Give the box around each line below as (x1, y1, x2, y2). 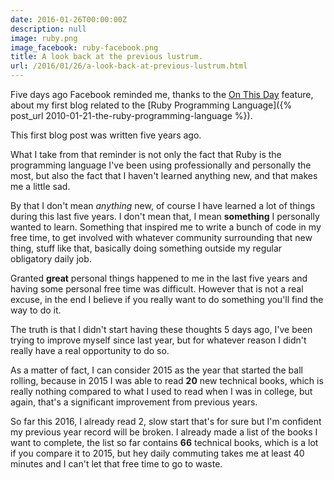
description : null (10, 24, 87, 34)
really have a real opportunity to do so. (10, 345, 170, 356)
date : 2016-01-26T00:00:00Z (10, 14, 128, 25)
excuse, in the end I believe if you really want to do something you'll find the (10, 294, 324, 305)
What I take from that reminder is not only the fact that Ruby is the (10, 149, 282, 160)
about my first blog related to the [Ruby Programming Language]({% (10, 99, 293, 111)
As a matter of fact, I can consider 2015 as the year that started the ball (10, 364, 303, 376)
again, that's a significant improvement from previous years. (10, 396, 258, 408)
